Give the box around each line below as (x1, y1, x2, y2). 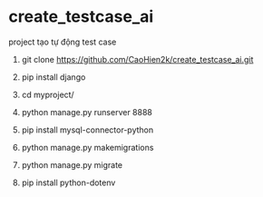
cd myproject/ (21, 89, 74, 100)
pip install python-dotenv (21, 177, 116, 188)
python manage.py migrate (21, 159, 123, 170)
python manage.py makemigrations (21, 142, 154, 153)
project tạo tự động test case (8, 36, 117, 47)
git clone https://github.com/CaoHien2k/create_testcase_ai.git (21, 54, 254, 64)
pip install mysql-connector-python (21, 124, 154, 135)
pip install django (21, 71, 86, 83)
